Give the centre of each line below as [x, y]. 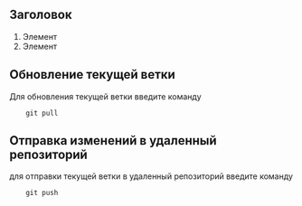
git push [42, 193]
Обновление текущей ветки [93, 75]
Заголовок [41, 15]
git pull [42, 113]
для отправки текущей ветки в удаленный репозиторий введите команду [151, 176]
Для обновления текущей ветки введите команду [105, 96]
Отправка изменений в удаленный [113, 140]
